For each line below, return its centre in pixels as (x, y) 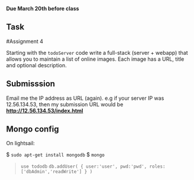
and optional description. (36, 65)
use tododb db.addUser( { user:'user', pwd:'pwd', (84, 167)
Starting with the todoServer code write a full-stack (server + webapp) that (97, 53)
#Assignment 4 (25, 41)
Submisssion (30, 84)
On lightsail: (21, 143)
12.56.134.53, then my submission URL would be (65, 104)
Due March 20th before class (43, 9)
